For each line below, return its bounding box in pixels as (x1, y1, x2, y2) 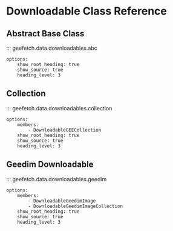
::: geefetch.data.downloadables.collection (6, 104, 113, 112)
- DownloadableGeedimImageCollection (28, 203, 123, 209)
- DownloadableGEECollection (28, 127, 102, 133)
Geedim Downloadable (6, 159, 94, 170)
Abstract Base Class (6, 28, 85, 39)
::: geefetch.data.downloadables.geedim (6, 175, 107, 182)
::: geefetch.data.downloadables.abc (6, 44, 98, 52)
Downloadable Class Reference (6, 4, 168, 18)
